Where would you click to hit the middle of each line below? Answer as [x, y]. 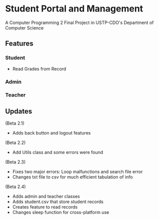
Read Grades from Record [39, 68]
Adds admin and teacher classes [46, 196]
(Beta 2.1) [15, 123]
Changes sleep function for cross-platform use [61, 212]
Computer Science [24, 27]
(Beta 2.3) [15, 162]
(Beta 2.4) [15, 187]
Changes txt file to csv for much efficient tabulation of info [72, 177]
